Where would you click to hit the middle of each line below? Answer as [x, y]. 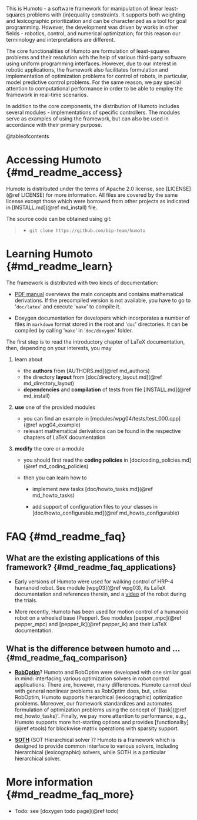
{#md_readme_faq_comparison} [67, 658]
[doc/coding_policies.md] [160, 460]
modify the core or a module [49, 448]
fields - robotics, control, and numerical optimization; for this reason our [93, 33]
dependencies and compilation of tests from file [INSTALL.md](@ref [107, 389]
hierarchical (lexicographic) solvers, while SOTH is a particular [90, 752]
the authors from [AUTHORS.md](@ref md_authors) [86, 371]
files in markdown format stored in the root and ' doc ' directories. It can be [101, 324]
